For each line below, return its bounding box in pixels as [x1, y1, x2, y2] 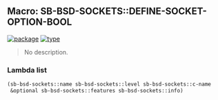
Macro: [7, 6, 39, 17]
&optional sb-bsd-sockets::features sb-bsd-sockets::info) [10, 87, 184, 94]
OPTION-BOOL [7, 17, 72, 28]
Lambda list [7, 65, 47, 74]
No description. [23, 48, 68, 56]
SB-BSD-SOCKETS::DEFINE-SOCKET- [40, 6, 207, 17]
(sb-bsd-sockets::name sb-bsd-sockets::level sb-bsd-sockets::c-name [7, 81, 212, 88]
